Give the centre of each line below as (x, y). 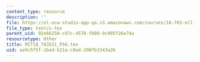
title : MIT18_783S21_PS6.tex (42, 45)
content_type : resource (36, 12)
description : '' (26, 17)
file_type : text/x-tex (34, 28)
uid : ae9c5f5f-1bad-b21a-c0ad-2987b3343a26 (61, 50)
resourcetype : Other (32, 39)
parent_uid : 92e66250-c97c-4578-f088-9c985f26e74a (70, 34)
